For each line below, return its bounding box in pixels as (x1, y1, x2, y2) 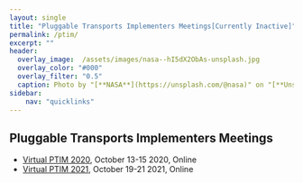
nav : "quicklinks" (25, 96, 95, 106)
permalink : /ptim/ (9, 30, 78, 39)
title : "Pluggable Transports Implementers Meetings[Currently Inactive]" (9, 22, 297, 31)
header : (9, 47, 39, 56)
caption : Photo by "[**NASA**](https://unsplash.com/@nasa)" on (17, 80, 264, 89)
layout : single (9, 13, 67, 23)
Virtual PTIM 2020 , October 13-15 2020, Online (22, 154, 197, 165)
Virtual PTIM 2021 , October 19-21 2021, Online (22, 164, 194, 175)
